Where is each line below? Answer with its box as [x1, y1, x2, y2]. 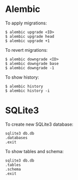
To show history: [5, 74, 39, 80]
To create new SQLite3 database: [5, 121, 74, 127]
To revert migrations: [5, 47, 48, 53]
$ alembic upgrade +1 [5, 38, 50, 43]
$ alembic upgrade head [5, 34, 55, 39]
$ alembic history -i [5, 88, 50, 93]
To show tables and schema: [5, 148, 64, 154]
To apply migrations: [5, 20, 47, 26]
